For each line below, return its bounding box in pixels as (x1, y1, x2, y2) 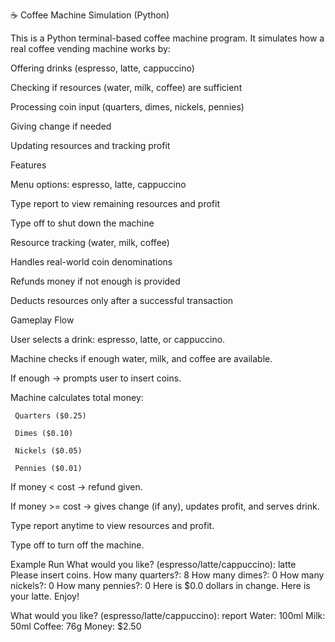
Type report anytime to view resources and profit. (10, 520, 215, 531)
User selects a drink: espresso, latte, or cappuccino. (10, 334, 226, 345)
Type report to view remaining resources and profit (10, 198, 220, 209)
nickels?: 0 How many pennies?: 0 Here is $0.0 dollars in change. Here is (10, 580, 311, 591)
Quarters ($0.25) (14, 411, 87, 421)
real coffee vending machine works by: (10, 43, 171, 54)
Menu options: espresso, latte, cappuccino (10, 179, 187, 190)
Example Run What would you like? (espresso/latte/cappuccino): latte (10, 559, 297, 570)
